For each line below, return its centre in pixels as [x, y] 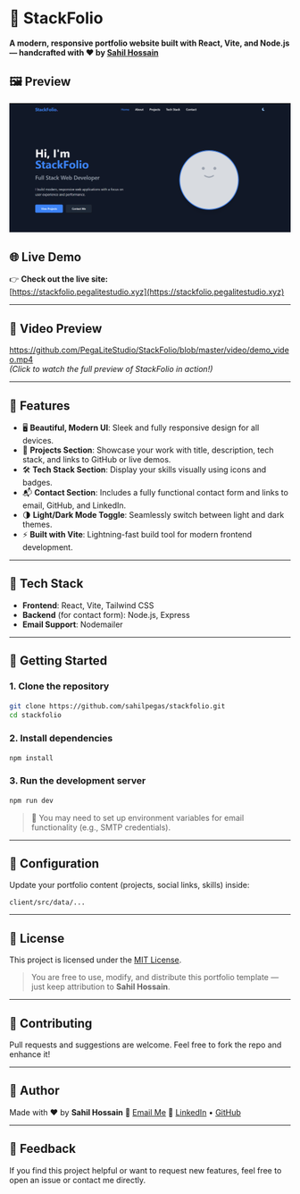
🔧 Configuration [54, 864]
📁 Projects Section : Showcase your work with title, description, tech [148, 450]
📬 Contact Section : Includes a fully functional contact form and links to [155, 493]
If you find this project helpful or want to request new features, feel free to [146, 1170]
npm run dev [31, 800]
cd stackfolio [36, 716]
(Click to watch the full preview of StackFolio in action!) [111, 369]
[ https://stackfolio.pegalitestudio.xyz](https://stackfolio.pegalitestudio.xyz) [147, 292]
